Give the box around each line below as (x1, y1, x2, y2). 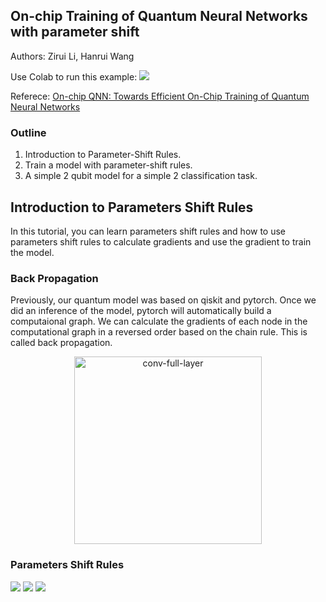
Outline (10, 125, 47, 139)
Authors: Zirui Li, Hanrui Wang (10, 50, 135, 62)
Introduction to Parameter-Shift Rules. (24, 149, 182, 161)
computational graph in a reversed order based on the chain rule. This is (10, 326, 308, 338)
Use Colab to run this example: (10, 70, 138, 83)
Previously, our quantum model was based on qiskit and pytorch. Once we (10, 294, 317, 306)
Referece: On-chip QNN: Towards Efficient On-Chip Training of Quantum (10, 90, 310, 102)
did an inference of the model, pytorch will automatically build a (10, 305, 272, 317)
